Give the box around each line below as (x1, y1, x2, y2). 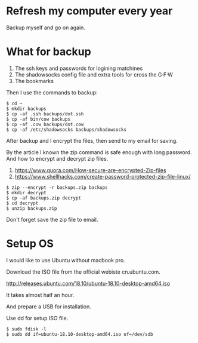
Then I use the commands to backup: (6, 88, 98, 96)
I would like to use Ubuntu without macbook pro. (6, 256, 125, 264)
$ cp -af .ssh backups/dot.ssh (6, 111, 84, 117)
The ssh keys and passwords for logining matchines (14, 65, 143, 72)
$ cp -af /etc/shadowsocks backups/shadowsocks (6, 127, 127, 133)
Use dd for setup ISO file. (6, 314, 69, 321)
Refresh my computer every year (6, 4, 173, 18)
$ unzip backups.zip (6, 205, 58, 212)
